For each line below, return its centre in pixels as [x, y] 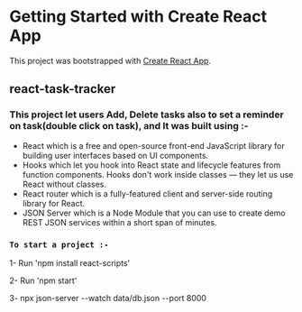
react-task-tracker [63, 89]
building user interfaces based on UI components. [115, 155]
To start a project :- [59, 244]
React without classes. [64, 184]
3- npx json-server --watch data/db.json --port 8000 [108, 298]
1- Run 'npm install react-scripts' [70, 262]
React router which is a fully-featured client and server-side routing [147, 193]
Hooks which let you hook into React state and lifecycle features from [151, 165]
